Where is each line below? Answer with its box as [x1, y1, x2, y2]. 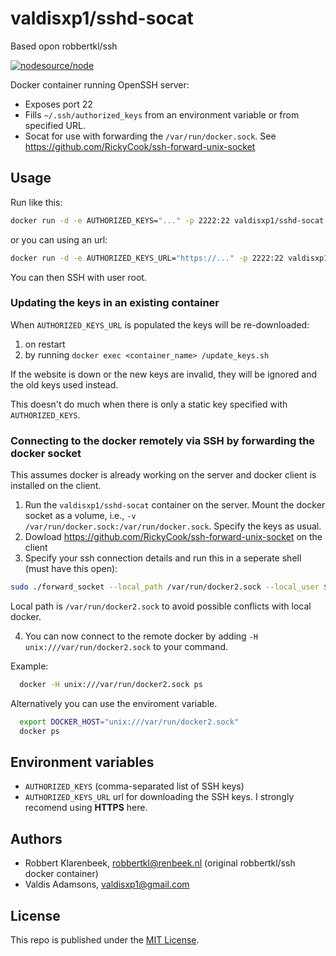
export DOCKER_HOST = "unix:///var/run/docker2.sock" [19, 717, 240, 727]
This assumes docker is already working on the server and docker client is [10, 469, 317, 481]
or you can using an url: [10, 233, 108, 246]
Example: [10, 660, 49, 672]
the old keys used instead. [10, 378, 119, 391]
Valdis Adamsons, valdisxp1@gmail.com [24, 878, 190, 891]
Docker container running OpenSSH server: [10, 78, 190, 91]
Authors [10, 830, 63, 847]
